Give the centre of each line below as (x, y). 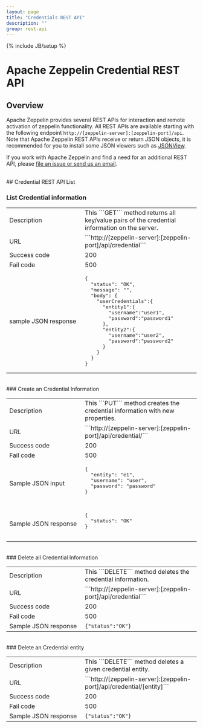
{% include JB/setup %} (36, 46)
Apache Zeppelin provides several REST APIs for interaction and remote (96, 120)
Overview (25, 106)
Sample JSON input (37, 483)
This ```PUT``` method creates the (132, 403)
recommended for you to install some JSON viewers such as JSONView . (96, 146)
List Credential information (46, 198)
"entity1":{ (119, 307)
